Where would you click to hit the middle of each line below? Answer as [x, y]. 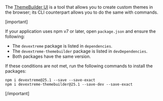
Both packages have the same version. [52, 56]
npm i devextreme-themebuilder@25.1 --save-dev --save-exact [69, 84]
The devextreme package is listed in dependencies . [62, 46]
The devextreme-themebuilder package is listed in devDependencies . [80, 51]
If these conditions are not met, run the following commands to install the [79, 66]
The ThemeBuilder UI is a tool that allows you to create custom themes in [79, 7]
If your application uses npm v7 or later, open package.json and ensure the [81, 31]
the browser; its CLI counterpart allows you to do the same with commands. [82, 12]
